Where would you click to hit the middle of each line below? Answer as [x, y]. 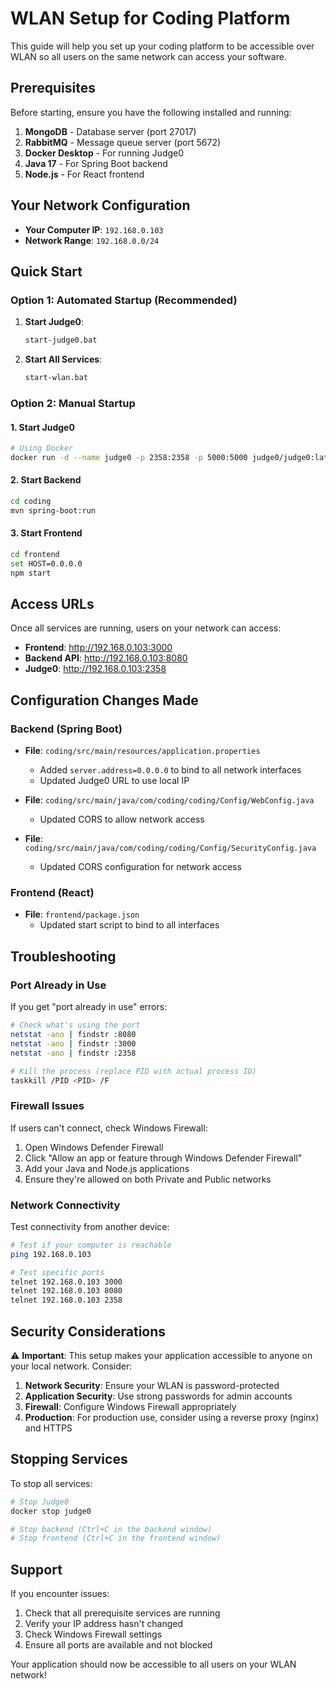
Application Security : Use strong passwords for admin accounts [158, 1396]
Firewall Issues [47, 1106]
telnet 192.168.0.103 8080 [66, 1291]
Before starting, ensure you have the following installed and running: [151, 112]
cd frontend [35, 555]
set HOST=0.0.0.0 [46, 563]
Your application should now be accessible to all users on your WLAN [153, 1664]
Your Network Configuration [100, 205]
